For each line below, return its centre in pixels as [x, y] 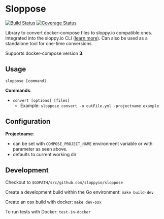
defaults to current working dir [44, 154]
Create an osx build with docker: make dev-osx [53, 202]
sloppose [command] [26, 81]
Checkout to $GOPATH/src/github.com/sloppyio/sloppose [64, 182]
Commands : [19, 90]
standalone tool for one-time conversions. [49, 43]
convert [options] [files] [41, 100]
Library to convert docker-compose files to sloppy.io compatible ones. [79, 32]
